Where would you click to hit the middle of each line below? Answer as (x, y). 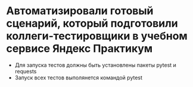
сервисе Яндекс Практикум (80, 49)
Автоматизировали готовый (80, 11)
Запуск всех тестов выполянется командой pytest (79, 78)
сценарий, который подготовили (92, 23)
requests (26, 71)
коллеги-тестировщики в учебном (97, 36)
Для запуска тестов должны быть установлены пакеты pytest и (96, 65)
